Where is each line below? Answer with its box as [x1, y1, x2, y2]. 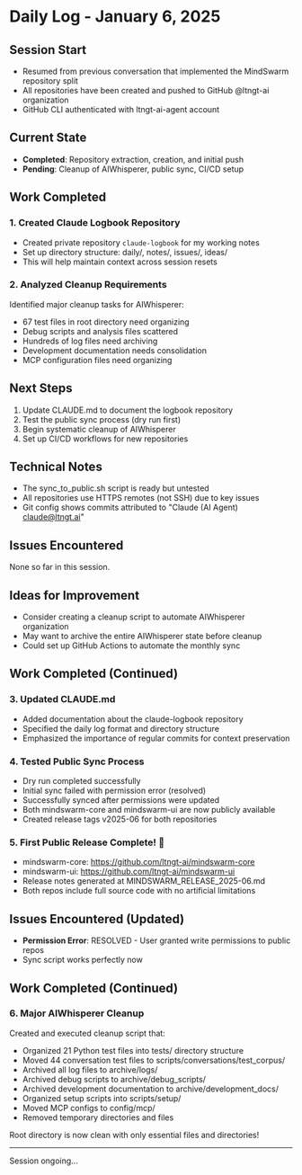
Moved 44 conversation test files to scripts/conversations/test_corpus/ [22, 1055, 286, 1065]
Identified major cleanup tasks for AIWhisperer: [9, 298, 184, 309]
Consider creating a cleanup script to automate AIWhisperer [22, 611, 245, 622]
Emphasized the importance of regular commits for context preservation [22, 733, 290, 743]
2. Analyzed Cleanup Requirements [9, 279, 168, 291]
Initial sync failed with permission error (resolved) [22, 785, 207, 797]
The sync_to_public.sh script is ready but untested [22, 483, 209, 494]
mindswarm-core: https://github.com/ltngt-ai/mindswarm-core [22, 857, 255, 868]
